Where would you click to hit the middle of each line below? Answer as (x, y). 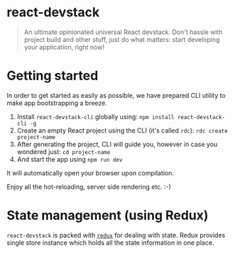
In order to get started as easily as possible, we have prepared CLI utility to (116, 95)
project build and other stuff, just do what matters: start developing (122, 39)
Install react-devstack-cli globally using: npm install (95, 116)
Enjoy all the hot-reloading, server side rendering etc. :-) (89, 187)
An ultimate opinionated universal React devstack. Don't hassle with (123, 32)
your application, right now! (64, 47)
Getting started (53, 76)
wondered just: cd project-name (64, 151)
